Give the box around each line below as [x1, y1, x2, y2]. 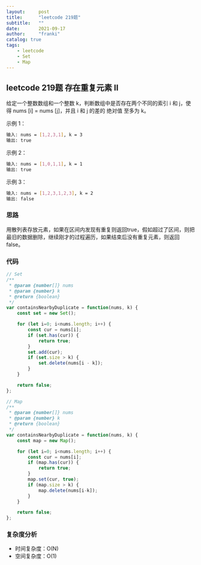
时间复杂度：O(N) [14, 545, 59, 552]
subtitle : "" [6, 20, 44, 26]
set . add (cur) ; [28, 349, 63, 355]
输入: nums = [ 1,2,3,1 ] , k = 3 [6, 132, 83, 138]
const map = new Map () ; [17, 437, 77, 444]
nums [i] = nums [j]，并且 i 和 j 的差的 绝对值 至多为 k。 [13, 107, 149, 115]
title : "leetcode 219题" [6, 14, 81, 20]
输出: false [6, 196, 34, 202]
